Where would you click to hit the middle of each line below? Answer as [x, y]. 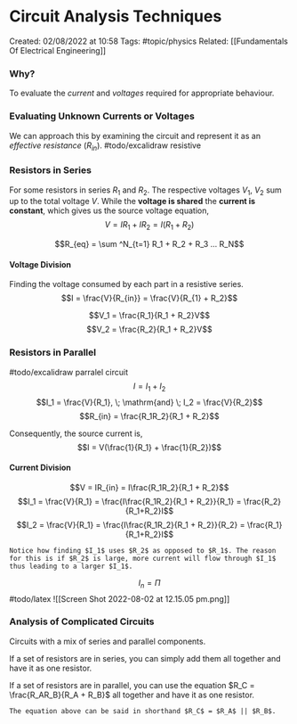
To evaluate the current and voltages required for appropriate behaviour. [142, 93]
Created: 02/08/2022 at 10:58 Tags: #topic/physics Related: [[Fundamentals [149, 41]
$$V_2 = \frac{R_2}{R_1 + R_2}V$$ [149, 329]
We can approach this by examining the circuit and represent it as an [135, 136]
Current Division [40, 468]
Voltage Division [40, 264]
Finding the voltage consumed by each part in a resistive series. [127, 284]
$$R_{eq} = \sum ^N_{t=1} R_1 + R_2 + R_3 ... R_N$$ [149, 244]
